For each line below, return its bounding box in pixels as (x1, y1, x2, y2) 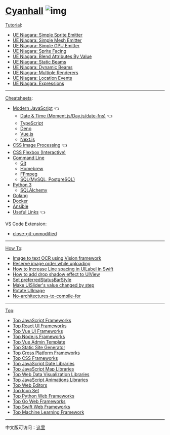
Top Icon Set (12, 387, 39, 393)
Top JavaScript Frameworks (12, 317, 72, 323)
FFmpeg (20, 171, 38, 177)
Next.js (20, 136, 35, 142)
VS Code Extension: (5, 221, 47, 227)
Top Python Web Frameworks (12, 393, 75, 399)
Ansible (12, 203, 29, 209)
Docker (12, 198, 28, 204)
